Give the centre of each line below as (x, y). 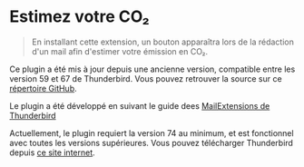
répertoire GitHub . (43, 88)
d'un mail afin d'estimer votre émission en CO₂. (120, 51)
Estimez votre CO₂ (79, 17)
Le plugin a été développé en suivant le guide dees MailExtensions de (140, 105)
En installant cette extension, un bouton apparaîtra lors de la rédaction (163, 42)
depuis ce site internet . (52, 152)
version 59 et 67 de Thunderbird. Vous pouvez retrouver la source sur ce (146, 78)
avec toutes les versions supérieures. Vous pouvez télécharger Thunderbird (151, 142)
